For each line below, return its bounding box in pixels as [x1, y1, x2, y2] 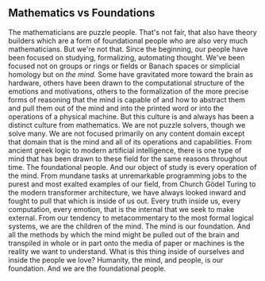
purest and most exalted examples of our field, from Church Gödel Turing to [8, 179, 256, 189]
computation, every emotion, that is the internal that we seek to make [8, 204, 235, 214]
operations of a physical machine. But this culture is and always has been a [8, 111, 255, 121]
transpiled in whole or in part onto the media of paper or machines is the [8, 238, 244, 248]
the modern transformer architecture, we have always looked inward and [8, 187, 246, 197]
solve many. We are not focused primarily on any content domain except [8, 129, 245, 138]
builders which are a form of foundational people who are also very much [8, 36, 248, 45]
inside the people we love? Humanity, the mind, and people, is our [8, 255, 224, 264]
